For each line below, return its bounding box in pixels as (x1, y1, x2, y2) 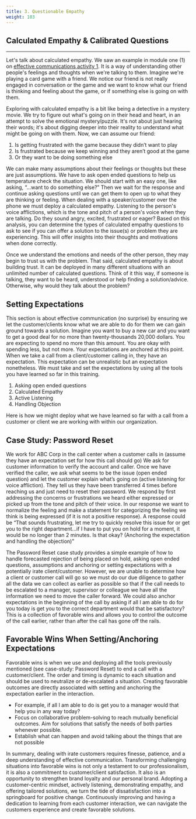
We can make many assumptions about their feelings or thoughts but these (6, 165, 187, 173)
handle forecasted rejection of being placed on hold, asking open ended (6, 555, 180, 562)
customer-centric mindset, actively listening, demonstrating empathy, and (6, 781, 184, 788)
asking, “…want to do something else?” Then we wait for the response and (6, 184, 185, 191)
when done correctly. (6, 240, 57, 247)
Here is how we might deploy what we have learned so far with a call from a (6, 412, 188, 419)
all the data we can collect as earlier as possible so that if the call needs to (6, 580, 185, 587)
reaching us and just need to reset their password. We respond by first (6, 488, 176, 495)
